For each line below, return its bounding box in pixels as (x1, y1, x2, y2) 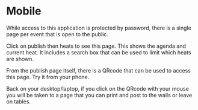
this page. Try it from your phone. (6, 73, 90, 80)
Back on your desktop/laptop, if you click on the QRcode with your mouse (6, 85, 190, 92)
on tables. (6, 98, 31, 105)
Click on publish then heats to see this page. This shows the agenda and (6, 42, 187, 50)
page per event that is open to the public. (6, 30, 108, 37)
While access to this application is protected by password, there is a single (6, 24, 191, 31)
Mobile (6, 4, 42, 18)
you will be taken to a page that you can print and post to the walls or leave (6, 91, 193, 99)
